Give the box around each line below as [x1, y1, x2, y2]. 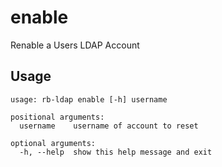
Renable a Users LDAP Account [10, 39, 140, 51]
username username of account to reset [19, 121, 199, 131]
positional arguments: [10, 112, 105, 122]
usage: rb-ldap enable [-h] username [10, 94, 168, 105]
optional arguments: [10, 138, 97, 148]
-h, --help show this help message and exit [19, 147, 213, 157]
